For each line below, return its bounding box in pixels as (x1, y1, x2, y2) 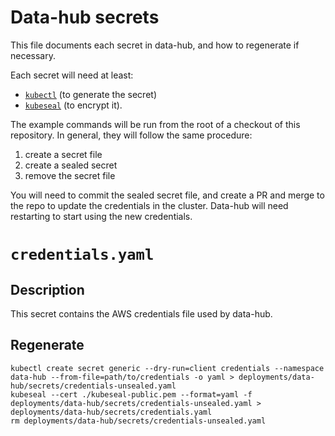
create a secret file (24, 148, 103, 160)
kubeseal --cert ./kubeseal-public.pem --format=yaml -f (10, 389, 253, 400)
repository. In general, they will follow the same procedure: (10, 129, 253, 141)
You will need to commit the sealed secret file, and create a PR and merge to (10, 189, 325, 201)
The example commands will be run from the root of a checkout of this (10, 118, 301, 130)
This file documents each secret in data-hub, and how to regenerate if (10, 39, 300, 51)
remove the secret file (24, 169, 116, 181)
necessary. (10, 49, 57, 61)
